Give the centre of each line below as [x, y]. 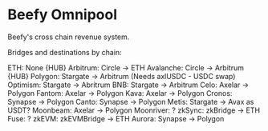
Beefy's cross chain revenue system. [69, 37]
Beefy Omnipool [63, 15]
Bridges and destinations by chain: [65, 52]
